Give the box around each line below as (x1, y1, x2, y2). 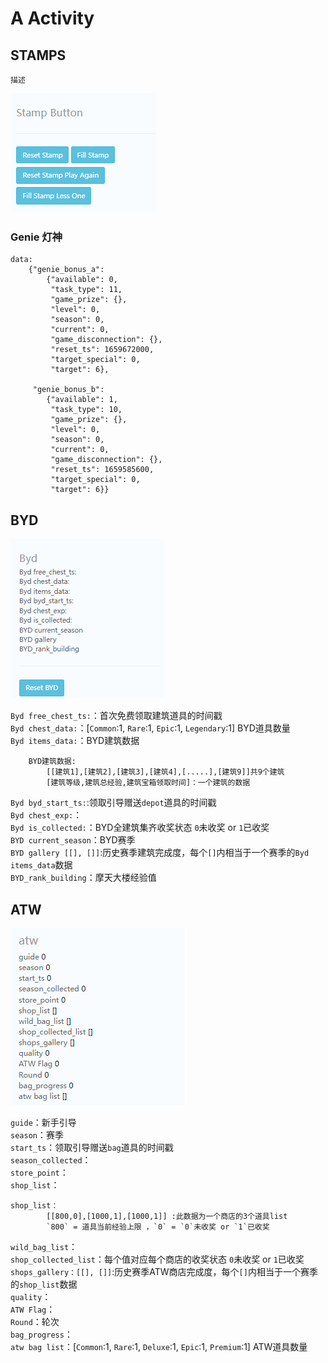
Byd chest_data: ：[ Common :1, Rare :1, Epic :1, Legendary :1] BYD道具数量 (10, 722, 291, 734)
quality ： (10, 1290, 52, 1302)
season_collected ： (10, 1153, 92, 1166)
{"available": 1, (46, 395, 118, 405)
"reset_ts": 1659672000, (50, 345, 155, 355)
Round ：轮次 (10, 1315, 60, 1327)
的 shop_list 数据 (10, 1278, 78, 1290)
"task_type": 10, (50, 405, 123, 415)
